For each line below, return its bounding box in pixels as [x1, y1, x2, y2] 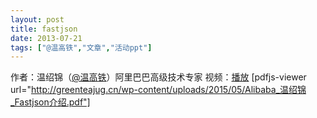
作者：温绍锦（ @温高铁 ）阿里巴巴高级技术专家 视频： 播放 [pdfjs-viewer [10, 71, 307, 83]
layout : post [10, 14, 65, 25]
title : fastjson [10, 24, 78, 34]
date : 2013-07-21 [10, 33, 83, 43]
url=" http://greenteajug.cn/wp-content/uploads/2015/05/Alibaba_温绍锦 [10, 84, 307, 96]
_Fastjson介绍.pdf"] [10, 96, 91, 108]
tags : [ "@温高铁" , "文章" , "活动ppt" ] [10, 42, 153, 53]
